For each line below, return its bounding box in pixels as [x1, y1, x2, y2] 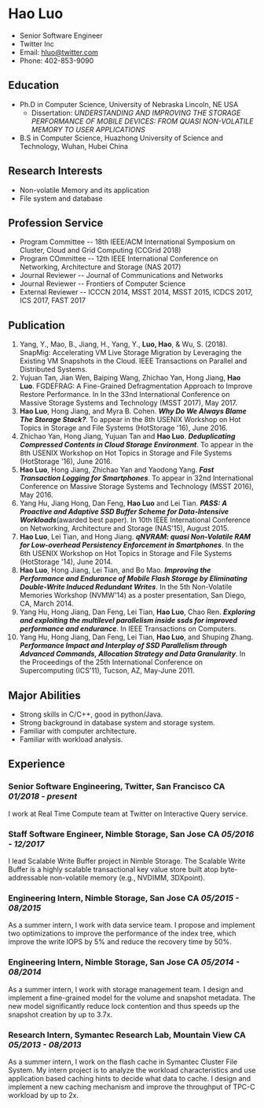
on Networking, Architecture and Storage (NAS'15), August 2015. [19, 524, 229, 533]
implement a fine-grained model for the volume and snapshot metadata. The [8, 993, 256, 1002]
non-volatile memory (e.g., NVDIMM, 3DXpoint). [49, 873, 206, 882]
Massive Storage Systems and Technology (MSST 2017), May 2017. [19, 398, 238, 408]
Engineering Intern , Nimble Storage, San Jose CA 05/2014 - [8, 957, 240, 968]
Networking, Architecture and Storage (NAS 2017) [19, 262, 181, 272]
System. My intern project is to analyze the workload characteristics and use [8, 1065, 256, 1075]
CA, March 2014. [19, 599, 74, 609]
